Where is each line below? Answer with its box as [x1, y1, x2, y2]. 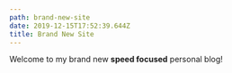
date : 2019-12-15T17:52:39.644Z [9, 21, 130, 30]
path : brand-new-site [9, 12, 91, 22]
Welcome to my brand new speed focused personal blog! [9, 54, 223, 65]
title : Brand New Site [9, 29, 94, 38]
